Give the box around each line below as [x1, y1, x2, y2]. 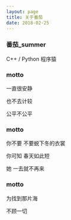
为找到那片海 [6, 194, 38, 202]
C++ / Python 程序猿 [6, 55, 57, 63]
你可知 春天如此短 [6, 153, 50, 160]
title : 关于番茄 [6, 14, 43, 20]
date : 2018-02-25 [6, 20, 50, 26]
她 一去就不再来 [6, 165, 45, 172]
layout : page [6, 8, 39, 15]
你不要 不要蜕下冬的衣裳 [6, 140, 66, 147]
